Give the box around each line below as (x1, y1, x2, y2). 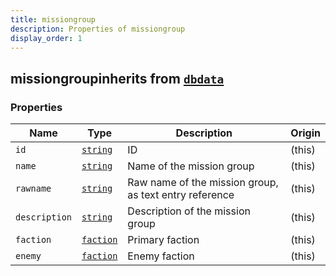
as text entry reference (127, 188, 235, 202)
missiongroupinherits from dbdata (10, 70, 225, 87)
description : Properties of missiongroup (10, 24, 186, 34)
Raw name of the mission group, (127, 176, 279, 190)
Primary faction (127, 233, 200, 247)
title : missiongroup (10, 14, 97, 25)
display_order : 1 (10, 33, 83, 43)
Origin (290, 126, 321, 140)
